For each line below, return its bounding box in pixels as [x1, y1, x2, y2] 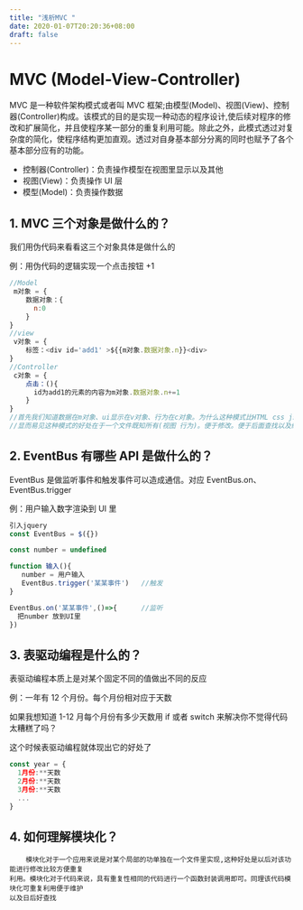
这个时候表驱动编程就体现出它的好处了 [9, 742, 151, 753]
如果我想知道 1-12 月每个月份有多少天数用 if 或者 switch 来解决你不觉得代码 [9, 711, 289, 722]
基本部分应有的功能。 [9, 145, 88, 156]
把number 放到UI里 [17, 611, 81, 621]
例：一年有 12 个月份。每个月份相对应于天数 [9, 692, 173, 703]
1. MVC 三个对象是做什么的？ [9, 216, 171, 231]
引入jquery [9, 521, 48, 530]
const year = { [9, 760, 67, 769]
